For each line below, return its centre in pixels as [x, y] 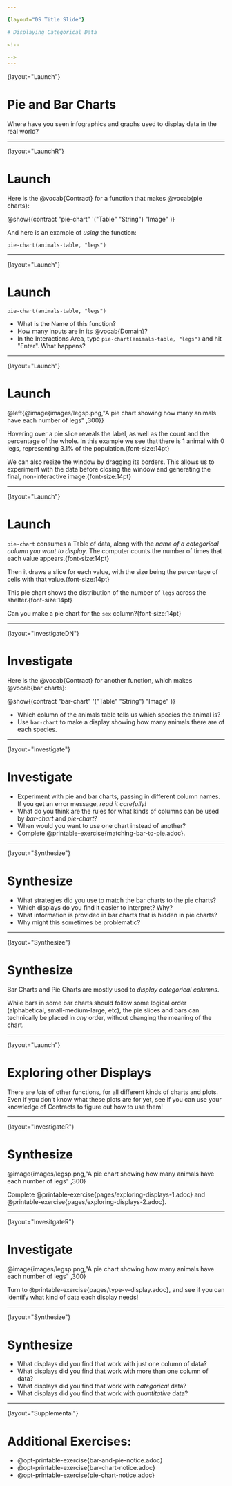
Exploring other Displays [79, 1072]
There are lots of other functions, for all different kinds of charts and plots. [113, 1092]
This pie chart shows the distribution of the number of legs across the [107, 592]
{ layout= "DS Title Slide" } [46, 19]
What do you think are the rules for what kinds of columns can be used [118, 811]
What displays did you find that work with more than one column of [113, 1371]
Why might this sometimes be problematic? [79, 922]
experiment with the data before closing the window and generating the [109, 469]
